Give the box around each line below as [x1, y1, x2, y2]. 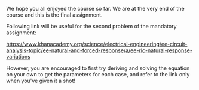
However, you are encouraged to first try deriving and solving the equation [6, 65, 190, 72]
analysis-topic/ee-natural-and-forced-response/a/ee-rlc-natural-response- [6, 47, 193, 54]
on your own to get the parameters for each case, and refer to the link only [6, 71, 190, 78]
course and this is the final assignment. [6, 11, 103, 18]
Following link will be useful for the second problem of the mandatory [6, 23, 177, 30]
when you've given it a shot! [6, 77, 76, 84]
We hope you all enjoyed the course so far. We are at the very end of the [6, 5, 185, 12]
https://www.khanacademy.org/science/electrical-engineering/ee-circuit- [6, 41, 188, 47]
